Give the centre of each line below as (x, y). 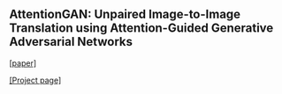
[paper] (23, 63)
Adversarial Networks (71, 42)
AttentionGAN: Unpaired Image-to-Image (125, 14)
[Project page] (35, 80)
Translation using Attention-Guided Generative (141, 29)
